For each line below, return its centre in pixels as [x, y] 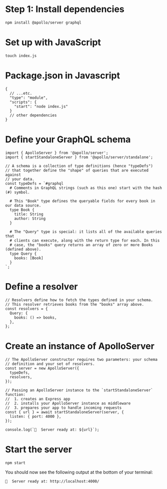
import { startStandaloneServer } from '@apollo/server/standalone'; [79, 157]
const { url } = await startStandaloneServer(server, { [64, 412]
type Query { [23, 254]
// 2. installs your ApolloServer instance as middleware [68, 403]
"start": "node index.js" [41, 106]
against [13, 175]
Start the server [39, 449]
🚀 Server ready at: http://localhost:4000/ [52, 481]
